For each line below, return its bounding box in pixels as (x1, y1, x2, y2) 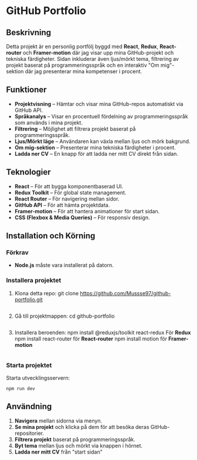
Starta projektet (6, 361, 52, 369)
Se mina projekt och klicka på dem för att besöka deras (14, 423, 150, 430)
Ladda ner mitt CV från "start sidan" (14, 448, 103, 455)
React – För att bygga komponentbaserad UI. (14, 183, 124, 190)
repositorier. (14, 430, 44, 437)
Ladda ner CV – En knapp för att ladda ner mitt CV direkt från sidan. (14, 150, 179, 157)
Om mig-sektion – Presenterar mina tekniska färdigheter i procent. (14, 144, 176, 151)
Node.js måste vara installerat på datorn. (14, 262, 114, 269)
